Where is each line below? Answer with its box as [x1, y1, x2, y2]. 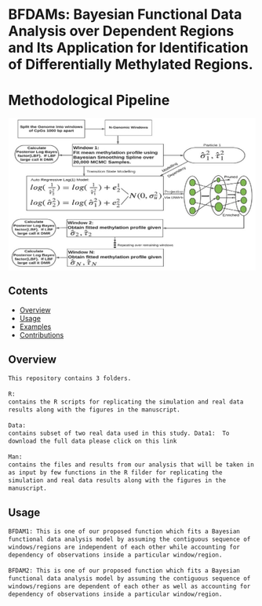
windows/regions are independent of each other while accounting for [8, 543, 241, 551]
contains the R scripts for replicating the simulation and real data [8, 398, 244, 406]
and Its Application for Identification [8, 39, 249, 57]
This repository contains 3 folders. [8, 374, 132, 382]
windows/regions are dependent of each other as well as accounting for [8, 582, 251, 590]
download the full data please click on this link [8, 437, 177, 445]
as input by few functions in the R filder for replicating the [8, 469, 223, 476]
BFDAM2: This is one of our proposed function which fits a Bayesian [8, 567, 241, 575]
